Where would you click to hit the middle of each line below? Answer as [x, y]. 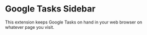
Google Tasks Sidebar [50, 9]
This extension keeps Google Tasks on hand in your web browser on [74, 22]
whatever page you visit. [30, 27]
